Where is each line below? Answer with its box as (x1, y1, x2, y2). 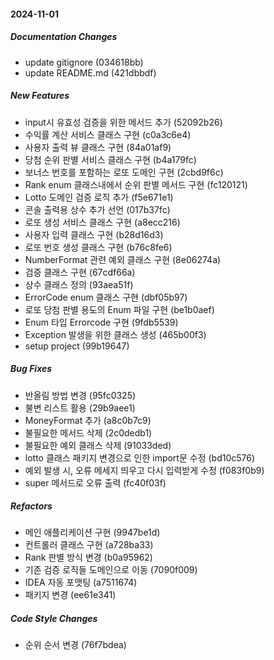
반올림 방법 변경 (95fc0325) (24, 389, 137, 401)
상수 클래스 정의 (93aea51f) (24, 278, 134, 290)
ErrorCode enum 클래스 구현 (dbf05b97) (24, 291, 188, 303)
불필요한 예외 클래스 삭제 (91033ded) (24, 439, 172, 451)
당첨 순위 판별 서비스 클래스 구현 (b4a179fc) (24, 153, 197, 165)
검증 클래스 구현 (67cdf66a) (24, 266, 136, 278)
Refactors (10, 500, 53, 512)
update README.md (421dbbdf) (24, 66, 157, 79)
